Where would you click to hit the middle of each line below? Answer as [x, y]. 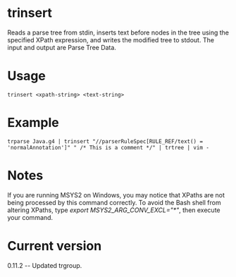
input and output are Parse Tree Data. [62, 47]
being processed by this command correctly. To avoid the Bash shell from [114, 202]
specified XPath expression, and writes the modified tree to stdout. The [111, 39]
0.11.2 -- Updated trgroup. [45, 265]
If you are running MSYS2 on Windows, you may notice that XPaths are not [116, 195]
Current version [55, 246]
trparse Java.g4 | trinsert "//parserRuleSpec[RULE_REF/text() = [105, 141]
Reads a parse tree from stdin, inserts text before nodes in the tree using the [118, 32]
